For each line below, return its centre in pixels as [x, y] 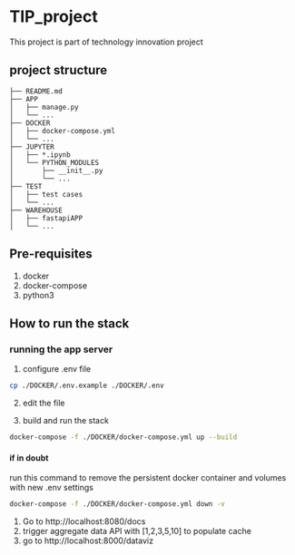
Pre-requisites [51, 254]
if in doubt [29, 458]
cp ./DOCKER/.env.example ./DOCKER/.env [87, 386]
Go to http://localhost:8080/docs [84, 521]
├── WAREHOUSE [36, 210]
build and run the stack [65, 421]
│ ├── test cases [46, 194]
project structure [59, 70]
